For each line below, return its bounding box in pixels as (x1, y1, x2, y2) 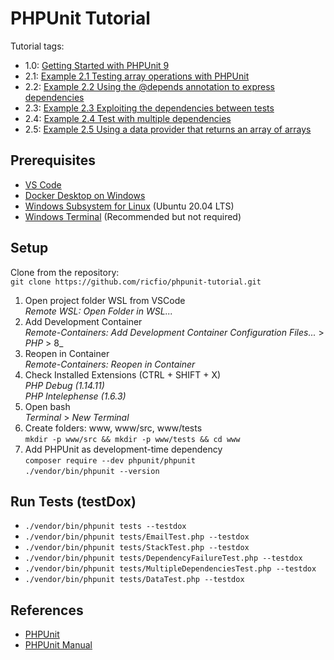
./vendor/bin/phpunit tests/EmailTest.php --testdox (24, 532, 250, 542)
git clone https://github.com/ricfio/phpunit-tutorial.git (10, 277, 262, 287)
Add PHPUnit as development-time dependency (24, 443, 223, 455)
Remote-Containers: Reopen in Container (24, 358, 196, 370)
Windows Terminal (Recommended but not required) (24, 210, 242, 222)
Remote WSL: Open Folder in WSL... (24, 305, 173, 317)
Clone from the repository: (10, 266, 120, 278)
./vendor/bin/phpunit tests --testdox (24, 522, 187, 532)
